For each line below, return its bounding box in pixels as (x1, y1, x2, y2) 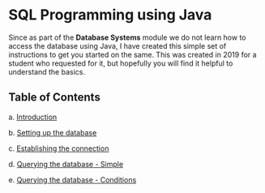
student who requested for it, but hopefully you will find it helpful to (8, 58, 233, 68)
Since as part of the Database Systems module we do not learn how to (8, 32, 246, 42)
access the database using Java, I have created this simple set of (8, 41, 227, 50)
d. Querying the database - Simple (8, 159, 124, 169)
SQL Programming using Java (8, 6, 212, 24)
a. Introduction (8, 112, 58, 122)
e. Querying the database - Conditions (8, 174, 137, 184)
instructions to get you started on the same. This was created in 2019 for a (8, 49, 257, 59)
